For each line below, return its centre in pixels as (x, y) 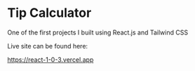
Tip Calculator (49, 13)
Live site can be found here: (48, 46)
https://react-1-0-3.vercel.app (51, 59)
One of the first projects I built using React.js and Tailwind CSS (97, 32)
